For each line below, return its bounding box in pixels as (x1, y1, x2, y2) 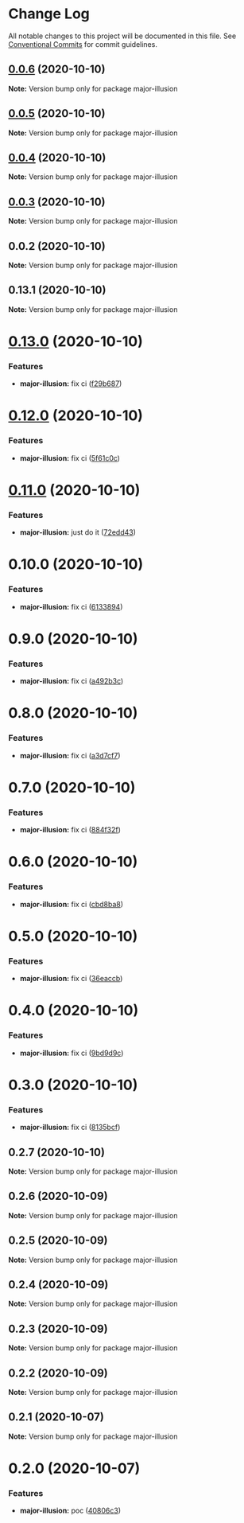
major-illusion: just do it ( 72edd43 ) (19, 528, 137, 537)
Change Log (8, 5, 90, 23)
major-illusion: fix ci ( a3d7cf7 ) (19, 750, 121, 760)
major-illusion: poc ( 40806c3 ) (19, 1505, 122, 1516)
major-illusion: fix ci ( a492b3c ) (19, 676, 124, 686)
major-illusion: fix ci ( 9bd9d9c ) (19, 1048, 124, 1058)
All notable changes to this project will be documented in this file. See (8, 31, 237, 41)
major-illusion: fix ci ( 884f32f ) (19, 825, 122, 835)
